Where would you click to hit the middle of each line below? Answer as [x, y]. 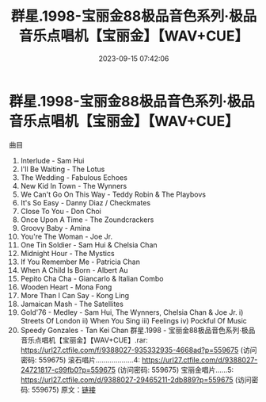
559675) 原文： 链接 [63, 389]
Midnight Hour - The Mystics [67, 253]
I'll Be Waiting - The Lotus [63, 169]
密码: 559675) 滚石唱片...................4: [80, 360]
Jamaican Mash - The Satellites [72, 304]
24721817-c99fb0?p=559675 [68, 369]
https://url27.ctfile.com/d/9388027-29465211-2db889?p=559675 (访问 [136, 379]
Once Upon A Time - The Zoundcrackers [87, 220]
